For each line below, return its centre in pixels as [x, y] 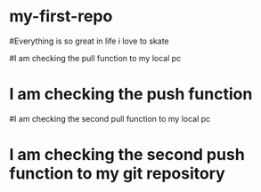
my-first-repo [61, 16]
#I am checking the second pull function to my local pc [110, 118]
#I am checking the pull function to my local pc [95, 58]
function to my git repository [117, 174]
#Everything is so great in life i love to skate [89, 41]
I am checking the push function [131, 94]
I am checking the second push [127, 155]
